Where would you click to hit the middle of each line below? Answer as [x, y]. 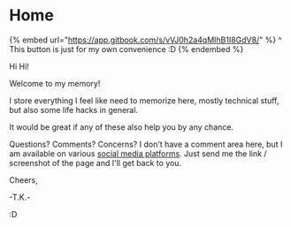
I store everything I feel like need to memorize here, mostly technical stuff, [144, 100]
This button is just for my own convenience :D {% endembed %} [126, 49]
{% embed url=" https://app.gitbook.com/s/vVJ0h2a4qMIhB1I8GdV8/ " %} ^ [145, 40]
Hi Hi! [19, 66]
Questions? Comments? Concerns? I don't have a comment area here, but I [146, 144]
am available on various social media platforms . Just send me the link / [138, 153]
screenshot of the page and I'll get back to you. [96, 163]
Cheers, [23, 180]
